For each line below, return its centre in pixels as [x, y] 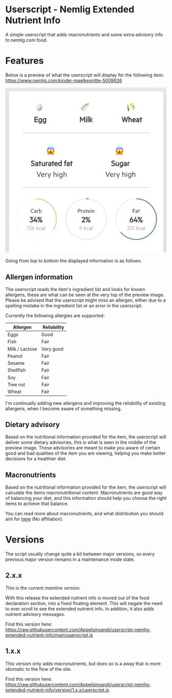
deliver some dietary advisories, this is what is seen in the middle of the [81, 442]
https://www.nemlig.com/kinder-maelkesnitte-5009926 [64, 80]
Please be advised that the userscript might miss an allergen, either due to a [85, 300]
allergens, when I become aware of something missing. [63, 409]
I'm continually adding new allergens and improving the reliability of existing [85, 403]
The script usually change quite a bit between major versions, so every [80, 554]
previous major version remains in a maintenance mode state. [70, 559]
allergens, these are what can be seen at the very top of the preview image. [85, 295]
